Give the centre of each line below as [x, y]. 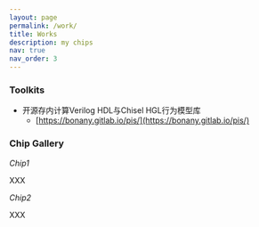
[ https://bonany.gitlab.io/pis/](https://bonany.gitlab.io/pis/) [142, 120]
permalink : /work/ [43, 26]
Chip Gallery [37, 143]
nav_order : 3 [33, 59]
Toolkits [27, 90]
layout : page [33, 17]
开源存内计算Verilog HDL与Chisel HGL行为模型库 [111, 110]
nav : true [28, 51]
